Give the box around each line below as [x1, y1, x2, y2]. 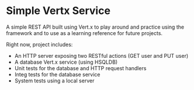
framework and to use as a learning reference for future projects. [6, 29, 162, 36]
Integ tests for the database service [14, 71, 101, 78]
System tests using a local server [14, 77, 95, 84]
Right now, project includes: [6, 41, 73, 48]
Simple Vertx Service [6, 4, 111, 18]
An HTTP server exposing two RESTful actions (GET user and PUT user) [14, 52, 189, 59]
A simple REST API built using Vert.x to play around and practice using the [6, 23, 185, 30]
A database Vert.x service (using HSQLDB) [14, 58, 118, 65]
